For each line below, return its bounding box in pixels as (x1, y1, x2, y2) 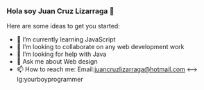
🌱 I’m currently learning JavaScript (16, 35, 116, 44)
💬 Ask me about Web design (16, 57, 98, 66)
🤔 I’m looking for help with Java (16, 50, 107, 58)
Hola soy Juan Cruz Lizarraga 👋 (6, 6, 114, 16)
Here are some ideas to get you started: (6, 22, 121, 30)
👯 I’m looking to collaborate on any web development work (16, 43, 185, 51)
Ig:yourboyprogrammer (16, 75, 84, 84)
